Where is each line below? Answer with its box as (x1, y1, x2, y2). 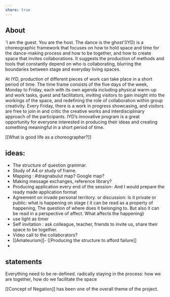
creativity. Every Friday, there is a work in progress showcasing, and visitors (5, 103, 164, 109)
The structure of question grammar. (12, 162, 87, 168)
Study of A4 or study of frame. (12, 168, 77, 174)
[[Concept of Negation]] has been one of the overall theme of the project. (5, 286, 158, 292)
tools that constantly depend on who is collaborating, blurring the (5, 61, 142, 67)
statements (5, 257, 42, 266)
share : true (5, 7, 30, 13)
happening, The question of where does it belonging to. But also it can (12, 205, 159, 211)
